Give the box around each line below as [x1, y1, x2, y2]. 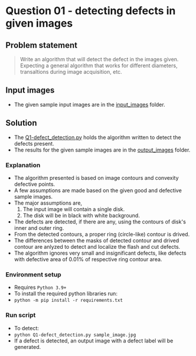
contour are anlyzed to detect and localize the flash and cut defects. [14, 243, 181, 250]
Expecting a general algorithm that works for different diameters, [19, 62, 178, 69]
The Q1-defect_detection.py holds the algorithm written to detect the [14, 134, 181, 141]
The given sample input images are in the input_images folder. [14, 101, 166, 108]
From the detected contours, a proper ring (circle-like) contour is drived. [14, 230, 190, 238]
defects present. [14, 140, 54, 147]
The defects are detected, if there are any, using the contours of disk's [14, 218, 187, 225]
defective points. [14, 180, 55, 187]
